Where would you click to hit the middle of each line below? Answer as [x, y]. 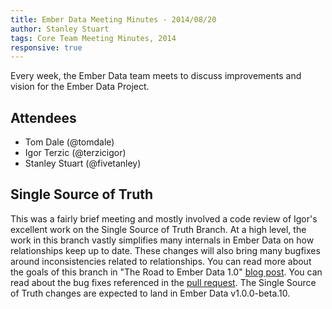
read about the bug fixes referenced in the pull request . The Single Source [163, 282]
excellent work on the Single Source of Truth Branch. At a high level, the [158, 229]
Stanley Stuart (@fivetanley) [83, 163]
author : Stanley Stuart [60, 29]
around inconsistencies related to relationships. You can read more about [161, 261]
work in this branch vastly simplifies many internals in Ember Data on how [162, 240]
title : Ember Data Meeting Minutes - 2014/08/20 [113, 19]
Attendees [43, 117]
